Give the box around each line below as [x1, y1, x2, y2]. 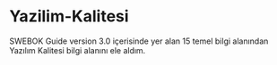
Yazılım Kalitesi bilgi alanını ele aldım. [9, 45, 146, 55]
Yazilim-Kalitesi [9, 6, 129, 27]
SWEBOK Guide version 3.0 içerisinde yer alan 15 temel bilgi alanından [9, 36, 269, 46]
